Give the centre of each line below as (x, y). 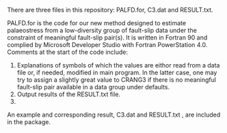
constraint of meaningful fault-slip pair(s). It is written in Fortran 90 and (107, 38)
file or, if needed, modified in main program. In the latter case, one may (117, 72)
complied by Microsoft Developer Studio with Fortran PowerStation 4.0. (107, 45)
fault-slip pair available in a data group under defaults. (93, 87)
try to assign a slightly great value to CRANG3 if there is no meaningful (117, 80)
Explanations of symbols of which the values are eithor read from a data (118, 65)
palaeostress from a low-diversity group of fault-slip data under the (102, 30)
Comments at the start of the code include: (68, 52)
